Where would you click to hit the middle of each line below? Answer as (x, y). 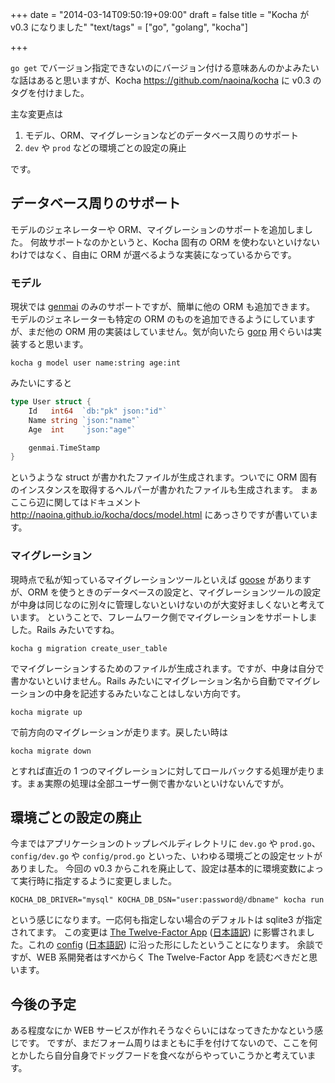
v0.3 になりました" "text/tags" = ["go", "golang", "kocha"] (129, 27)
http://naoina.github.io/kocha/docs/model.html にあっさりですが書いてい (160, 515)
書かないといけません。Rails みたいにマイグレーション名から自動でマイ (156, 680)
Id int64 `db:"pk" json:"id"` (98, 411)
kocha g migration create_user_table (89, 648)
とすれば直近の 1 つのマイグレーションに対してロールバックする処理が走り (163, 770)
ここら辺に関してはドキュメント (76, 502)
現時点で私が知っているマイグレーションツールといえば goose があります (161, 579)
